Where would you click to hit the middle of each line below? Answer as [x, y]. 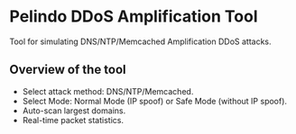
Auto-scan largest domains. [74, 111]
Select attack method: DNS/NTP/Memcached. [108, 91]
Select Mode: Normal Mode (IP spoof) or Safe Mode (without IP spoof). [154, 101]
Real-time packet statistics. [73, 120]
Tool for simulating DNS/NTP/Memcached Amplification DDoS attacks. [141, 41]
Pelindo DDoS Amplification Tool [134, 17]
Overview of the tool [68, 70]
